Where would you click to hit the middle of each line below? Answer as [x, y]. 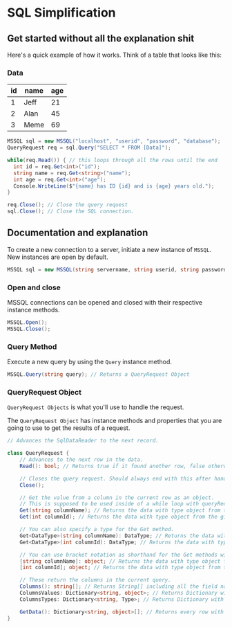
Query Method [32, 346]
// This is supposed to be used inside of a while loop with [109, 504]
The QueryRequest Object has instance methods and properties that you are [115, 421]
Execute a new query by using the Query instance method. [90, 362]
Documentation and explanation [78, 233]
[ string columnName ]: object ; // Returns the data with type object [120, 561]
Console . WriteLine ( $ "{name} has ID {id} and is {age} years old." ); [114, 186]
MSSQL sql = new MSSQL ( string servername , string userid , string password [117, 269]
